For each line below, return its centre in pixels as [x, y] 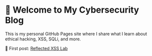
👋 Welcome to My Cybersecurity [72, 10]
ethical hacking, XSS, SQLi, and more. [43, 39]
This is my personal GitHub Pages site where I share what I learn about [76, 34]
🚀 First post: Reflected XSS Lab [37, 48]
